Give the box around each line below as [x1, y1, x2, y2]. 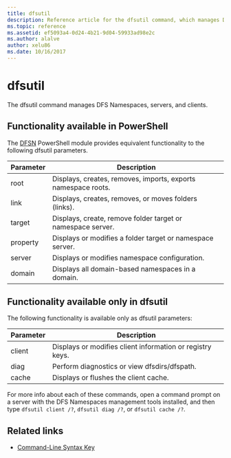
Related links [7, 425, 64, 437]
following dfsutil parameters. [7, 146, 88, 154]
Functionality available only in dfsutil [7, 296, 168, 308]
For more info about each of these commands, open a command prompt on [7, 391, 221, 399]
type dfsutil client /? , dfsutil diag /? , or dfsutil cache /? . [7, 405, 186, 413]
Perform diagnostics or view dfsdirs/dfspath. [52, 362, 197, 371]
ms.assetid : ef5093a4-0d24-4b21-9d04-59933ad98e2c [7, 29, 155, 36]
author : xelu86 [7, 42, 51, 49]
